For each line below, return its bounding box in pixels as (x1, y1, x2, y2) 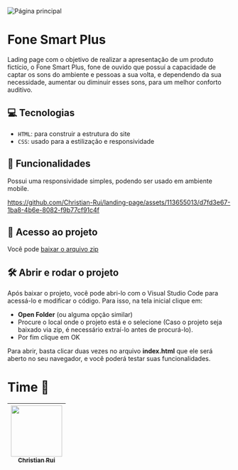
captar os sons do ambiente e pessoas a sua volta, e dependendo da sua (7, 70, 222, 78)
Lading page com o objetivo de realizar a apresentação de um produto (7, 55, 214, 63)
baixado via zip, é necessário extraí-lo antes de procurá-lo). (17, 325, 193, 334)
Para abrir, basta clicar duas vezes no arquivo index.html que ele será (7, 347, 213, 355)
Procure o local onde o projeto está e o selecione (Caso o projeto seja (17, 318, 222, 327)
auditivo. (7, 85, 33, 94)
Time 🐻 (7, 380, 50, 395)
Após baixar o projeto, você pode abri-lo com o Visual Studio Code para (7, 289, 219, 298)
